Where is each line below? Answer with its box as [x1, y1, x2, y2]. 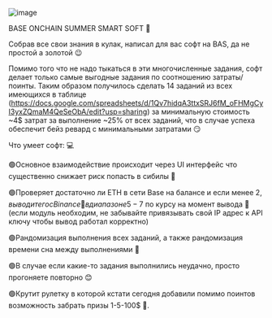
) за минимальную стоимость [147, 107, 250, 116]
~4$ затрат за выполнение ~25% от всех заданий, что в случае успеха [8, 115, 256, 125]
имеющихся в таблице [8, 89, 87, 99]
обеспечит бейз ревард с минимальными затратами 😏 [8, 124, 201, 133]
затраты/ [212, 72, 244, 81]
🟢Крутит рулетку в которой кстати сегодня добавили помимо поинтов [8, 289, 256, 298]
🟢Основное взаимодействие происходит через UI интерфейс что [8, 159, 238, 169]
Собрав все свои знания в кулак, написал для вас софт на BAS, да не [8, 39, 250, 49]
